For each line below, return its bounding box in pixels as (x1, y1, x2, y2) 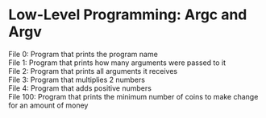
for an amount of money (8, 100, 89, 110)
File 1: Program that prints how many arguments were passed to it (8, 58, 227, 67)
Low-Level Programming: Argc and (8, 6, 247, 24)
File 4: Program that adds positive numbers (8, 83, 152, 93)
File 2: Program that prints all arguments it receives (8, 66, 178, 75)
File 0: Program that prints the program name (8, 49, 159, 59)
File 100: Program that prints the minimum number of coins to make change (8, 92, 259, 101)
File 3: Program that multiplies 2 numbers (8, 75, 145, 84)
